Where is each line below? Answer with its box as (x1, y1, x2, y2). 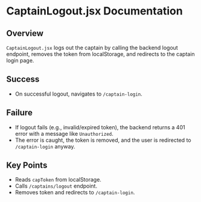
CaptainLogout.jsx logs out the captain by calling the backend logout (6, 44, 178, 51)
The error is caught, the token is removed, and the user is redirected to (14, 136, 191, 144)
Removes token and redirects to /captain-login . (14, 189, 135, 196)
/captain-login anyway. (14, 142, 75, 150)
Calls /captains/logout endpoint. (14, 182, 98, 190)
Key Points (6, 161, 48, 171)
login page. (6, 57, 34, 64)
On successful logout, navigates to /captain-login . (14, 90, 143, 97)
